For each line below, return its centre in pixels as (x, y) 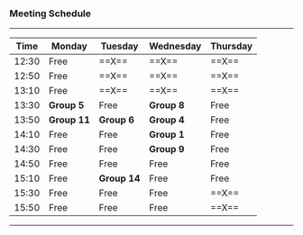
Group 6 (117, 120)
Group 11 (69, 120)
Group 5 (66, 105)
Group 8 (166, 105)
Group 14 (119, 178)
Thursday (232, 46)
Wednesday (175, 46)
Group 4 (166, 120)
